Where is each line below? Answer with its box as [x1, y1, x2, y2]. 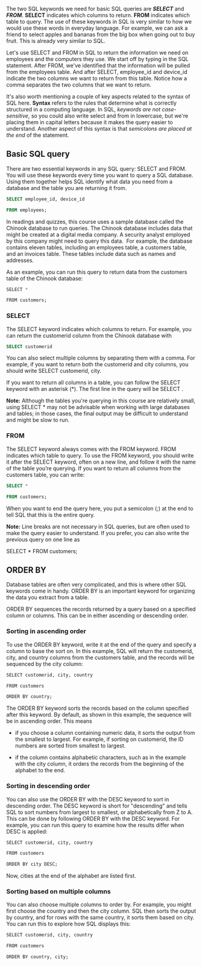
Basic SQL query [6, 149, 71, 159]
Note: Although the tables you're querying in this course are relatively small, [6, 397, 196, 404]
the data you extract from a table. [6, 594, 89, 601]
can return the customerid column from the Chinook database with [6, 332, 172, 339]
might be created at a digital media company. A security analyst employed [6, 231, 191, 238]
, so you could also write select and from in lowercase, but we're [28, 112, 189, 119]
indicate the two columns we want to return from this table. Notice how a [6, 75, 187, 82]
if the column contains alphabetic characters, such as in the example [14, 754, 186, 761]
